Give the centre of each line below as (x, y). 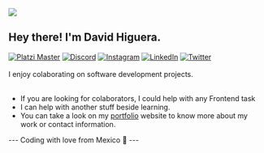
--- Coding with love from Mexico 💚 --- (74, 140)
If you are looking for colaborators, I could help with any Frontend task (138, 98)
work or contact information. (68, 124)
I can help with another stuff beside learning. (95, 107)
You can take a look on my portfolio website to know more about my (134, 115)
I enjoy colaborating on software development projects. (101, 74)
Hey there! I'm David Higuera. (84, 38)
